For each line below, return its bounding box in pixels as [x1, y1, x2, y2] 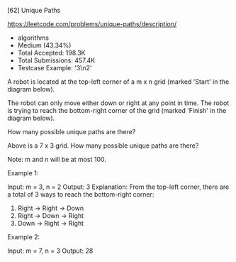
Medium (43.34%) [17, 41, 72, 49]
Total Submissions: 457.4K [17, 56, 96, 65]
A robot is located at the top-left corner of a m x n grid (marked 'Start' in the [7, 77, 230, 86]
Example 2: [7, 233, 40, 241]
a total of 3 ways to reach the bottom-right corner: [7, 190, 154, 198]
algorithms [17, 33, 50, 42]
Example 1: [7, 169, 39, 177]
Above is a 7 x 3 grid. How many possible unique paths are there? [7, 141, 199, 150]
